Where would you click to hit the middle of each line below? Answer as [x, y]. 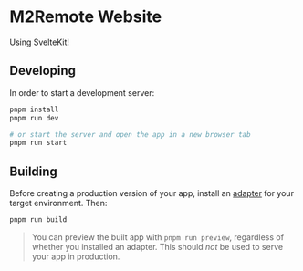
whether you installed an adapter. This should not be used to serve [157, 246]
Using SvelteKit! [40, 42]
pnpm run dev [34, 118]
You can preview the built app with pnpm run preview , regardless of [158, 237]
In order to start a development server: [82, 92]
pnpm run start [38, 143]
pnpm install [34, 109]
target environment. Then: [58, 203]
